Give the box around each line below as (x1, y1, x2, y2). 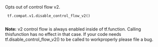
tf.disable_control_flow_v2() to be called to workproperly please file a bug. (5, 36, 154, 42)
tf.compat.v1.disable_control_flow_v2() (7, 14, 91, 18)
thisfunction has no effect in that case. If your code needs (5, 31, 121, 37)
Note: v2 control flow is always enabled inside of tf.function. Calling (5, 26, 141, 32)
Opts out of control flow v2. (5, 4, 60, 10)
